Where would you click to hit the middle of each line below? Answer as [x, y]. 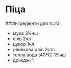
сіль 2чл [22, 39]
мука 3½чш [25, 33]
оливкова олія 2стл [34, 49]
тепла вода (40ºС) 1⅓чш [39, 55]
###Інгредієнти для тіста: [33, 23]
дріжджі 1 [23, 60]
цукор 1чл [23, 44]
